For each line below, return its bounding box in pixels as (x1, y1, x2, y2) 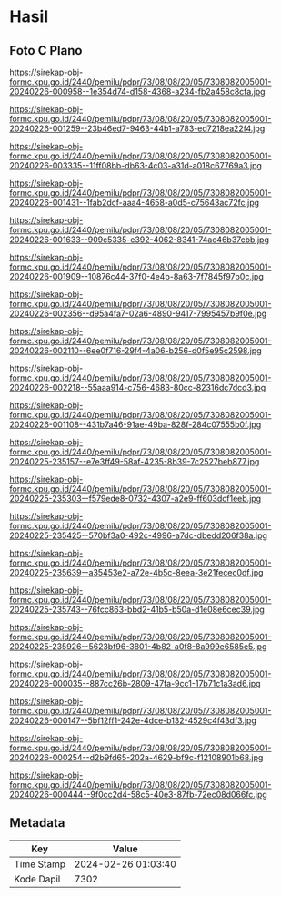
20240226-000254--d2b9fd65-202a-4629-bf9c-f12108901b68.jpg (9, 752, 264, 762)
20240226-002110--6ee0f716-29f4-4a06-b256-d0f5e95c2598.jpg (9, 345, 262, 356)
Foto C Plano (9, 43, 83, 58)
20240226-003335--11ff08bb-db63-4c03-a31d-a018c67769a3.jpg (9, 160, 262, 170)
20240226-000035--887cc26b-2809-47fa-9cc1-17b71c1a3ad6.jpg (9, 678, 261, 688)
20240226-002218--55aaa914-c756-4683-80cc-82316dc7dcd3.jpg (9, 382, 266, 392)
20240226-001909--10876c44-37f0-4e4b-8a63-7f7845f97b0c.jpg (9, 271, 264, 281)
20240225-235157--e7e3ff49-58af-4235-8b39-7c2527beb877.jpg (9, 456, 260, 466)
